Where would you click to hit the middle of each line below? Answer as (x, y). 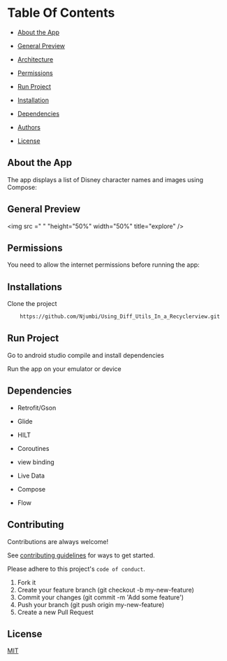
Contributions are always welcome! (58, 541)
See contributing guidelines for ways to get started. (81, 555)
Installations (35, 287)
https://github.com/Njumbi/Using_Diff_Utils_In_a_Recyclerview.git (120, 316)
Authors (29, 127)
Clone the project (32, 304)
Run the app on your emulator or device (64, 368)
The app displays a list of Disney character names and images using (105, 179)
